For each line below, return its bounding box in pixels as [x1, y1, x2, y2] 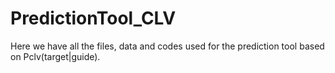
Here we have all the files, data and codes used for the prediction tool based [10, 40, 325, 52]
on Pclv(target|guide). [10, 50, 101, 62]
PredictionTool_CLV [10, 7, 177, 30]
